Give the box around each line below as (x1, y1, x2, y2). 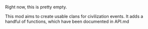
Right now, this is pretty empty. (5, 4, 67, 10)
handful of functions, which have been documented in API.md (5, 19, 129, 24)
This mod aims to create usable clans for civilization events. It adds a (5, 14, 144, 19)
